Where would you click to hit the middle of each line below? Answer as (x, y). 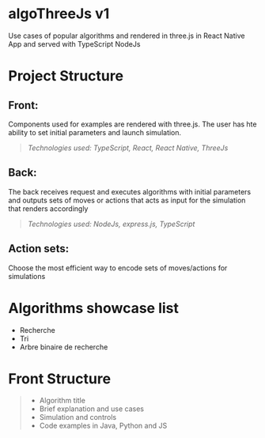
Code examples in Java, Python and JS (103, 426)
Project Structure (66, 76)
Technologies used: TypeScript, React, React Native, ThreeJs (128, 148)
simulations (27, 276)
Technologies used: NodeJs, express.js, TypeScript (111, 224)
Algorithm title (62, 401)
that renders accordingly (48, 208)
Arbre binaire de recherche (64, 347)
